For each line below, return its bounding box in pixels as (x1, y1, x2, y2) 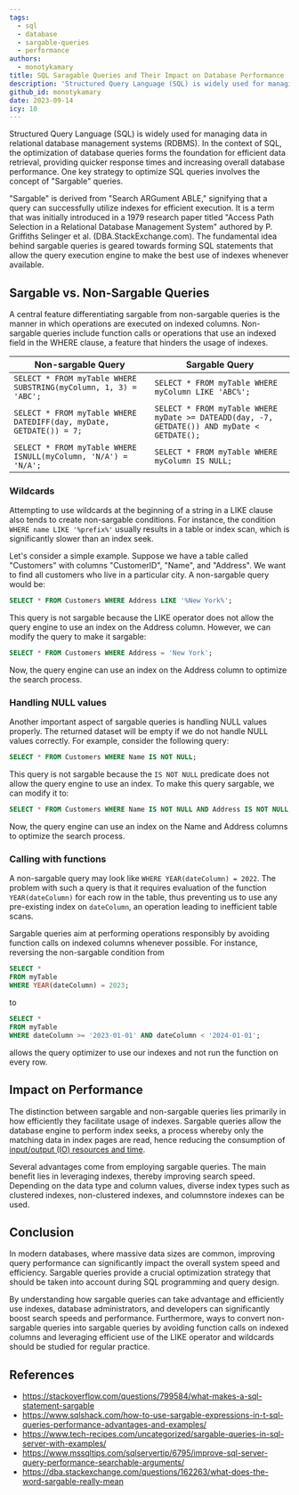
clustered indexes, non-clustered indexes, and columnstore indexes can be (9, 1189, 285, 1200)
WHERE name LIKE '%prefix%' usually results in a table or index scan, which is (9, 524, 290, 535)
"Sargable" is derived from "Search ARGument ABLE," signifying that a (9, 193, 268, 204)
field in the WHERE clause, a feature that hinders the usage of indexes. (9, 338, 269, 348)
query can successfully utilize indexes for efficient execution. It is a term (9, 202, 275, 214)
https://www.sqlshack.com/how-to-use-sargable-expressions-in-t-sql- (21, 1409, 284, 1421)
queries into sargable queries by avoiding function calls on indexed (43, 1322, 289, 1333)
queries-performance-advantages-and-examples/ (21, 1419, 207, 1430)
